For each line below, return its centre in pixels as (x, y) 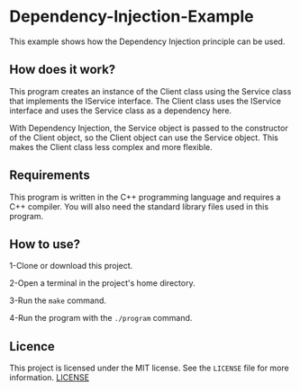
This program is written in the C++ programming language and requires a (145, 197)
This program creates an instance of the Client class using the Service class (150, 91)
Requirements (50, 176)
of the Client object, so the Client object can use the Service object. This (144, 138)
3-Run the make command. (58, 301)
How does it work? (63, 70)
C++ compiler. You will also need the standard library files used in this (139, 206)
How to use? (45, 244)
